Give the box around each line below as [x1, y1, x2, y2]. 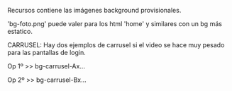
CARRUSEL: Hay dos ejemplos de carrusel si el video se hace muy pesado [7, 41, 225, 49]
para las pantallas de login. [7, 49, 87, 56]
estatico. [7, 28, 33, 35]
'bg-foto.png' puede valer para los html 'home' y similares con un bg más [7, 20, 222, 28]
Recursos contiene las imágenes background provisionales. [7, 6, 182, 14]
